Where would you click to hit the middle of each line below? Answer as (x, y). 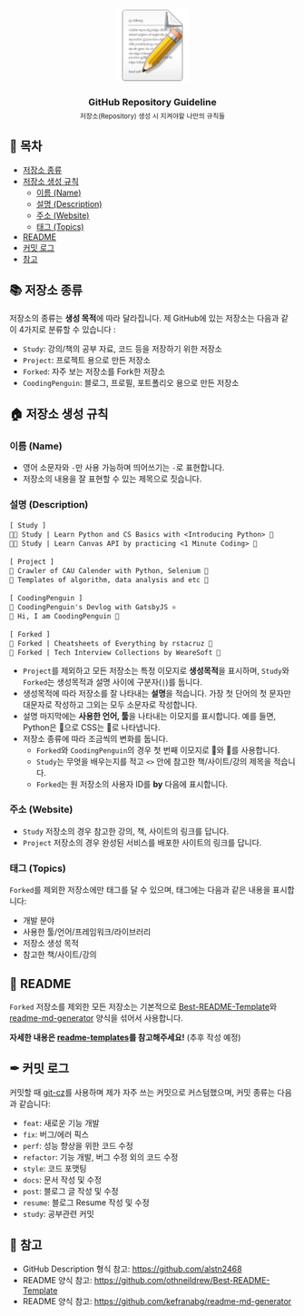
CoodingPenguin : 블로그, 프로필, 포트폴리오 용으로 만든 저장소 (131, 382)
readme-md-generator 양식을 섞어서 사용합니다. (96, 1018)
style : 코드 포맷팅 (54, 1168)
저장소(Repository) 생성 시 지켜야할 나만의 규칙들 (152, 116)
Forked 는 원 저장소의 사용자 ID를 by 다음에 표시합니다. (132, 784)
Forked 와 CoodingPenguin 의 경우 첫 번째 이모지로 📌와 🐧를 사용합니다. (158, 750)
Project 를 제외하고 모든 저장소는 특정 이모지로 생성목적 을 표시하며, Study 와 (156, 670)
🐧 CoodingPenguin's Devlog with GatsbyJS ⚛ (93, 607)
